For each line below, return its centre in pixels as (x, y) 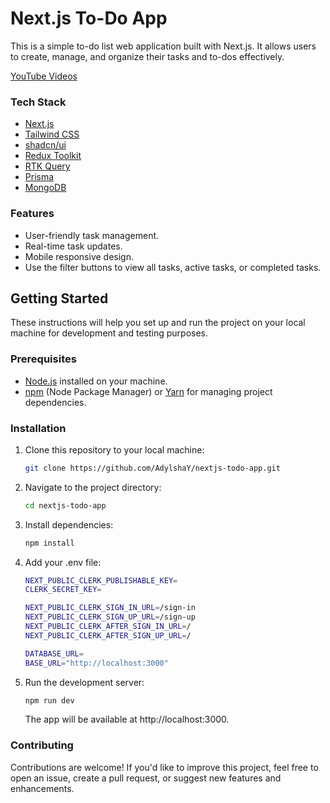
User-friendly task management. (92, 235)
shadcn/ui (45, 145)
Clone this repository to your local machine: (114, 449)
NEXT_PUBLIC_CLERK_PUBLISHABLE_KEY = (101, 580)
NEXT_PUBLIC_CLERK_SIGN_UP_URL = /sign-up (110, 617)
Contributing (42, 745)
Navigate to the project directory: (93, 487)
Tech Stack (38, 102)
